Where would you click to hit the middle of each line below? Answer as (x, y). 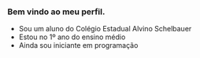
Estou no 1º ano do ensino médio (72, 37)
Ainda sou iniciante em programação (78, 45)
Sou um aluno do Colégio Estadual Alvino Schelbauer (105, 29)
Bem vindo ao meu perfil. (56, 12)
